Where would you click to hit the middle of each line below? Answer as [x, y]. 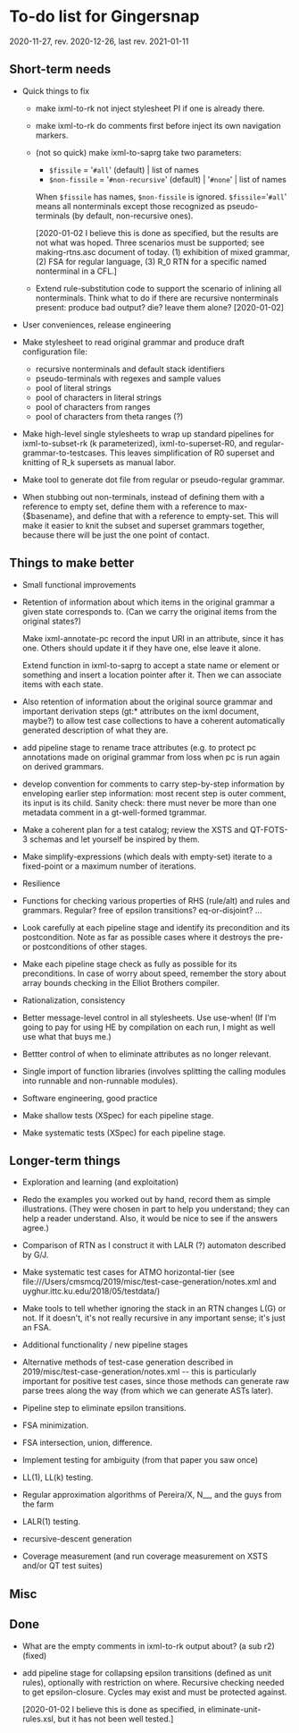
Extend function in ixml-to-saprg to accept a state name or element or [151, 665]
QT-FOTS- [269, 829]
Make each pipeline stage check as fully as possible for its [129, 964]
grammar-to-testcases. [65, 453]
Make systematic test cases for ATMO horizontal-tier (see [128, 1272]
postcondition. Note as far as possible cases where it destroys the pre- [153, 937]
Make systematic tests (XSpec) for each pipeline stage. [124, 1133]
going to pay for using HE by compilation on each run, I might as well [149, 1027]
